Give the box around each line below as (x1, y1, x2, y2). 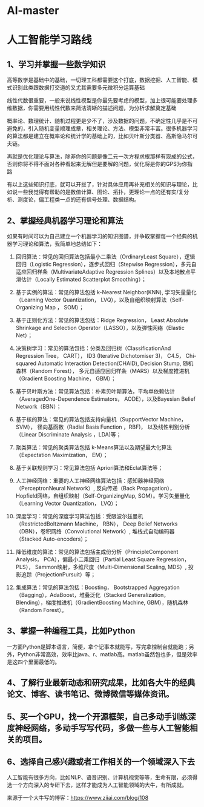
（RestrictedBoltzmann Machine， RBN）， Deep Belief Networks (15, 520, 178, 527)
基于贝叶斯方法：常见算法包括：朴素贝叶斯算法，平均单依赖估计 (15, 388, 175, 395)
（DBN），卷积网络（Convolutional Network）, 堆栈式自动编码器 (15, 528, 175, 535)
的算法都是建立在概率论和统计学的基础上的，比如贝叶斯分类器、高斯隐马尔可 (7, 133, 198, 140)
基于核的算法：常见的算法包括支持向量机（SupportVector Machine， (15, 416, 187, 423)
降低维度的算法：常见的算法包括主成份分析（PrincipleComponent (15, 548, 179, 555)
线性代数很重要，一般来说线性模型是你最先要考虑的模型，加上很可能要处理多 (7, 97, 198, 104)
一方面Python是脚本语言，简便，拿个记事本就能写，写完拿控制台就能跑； (7, 643, 189, 650)
